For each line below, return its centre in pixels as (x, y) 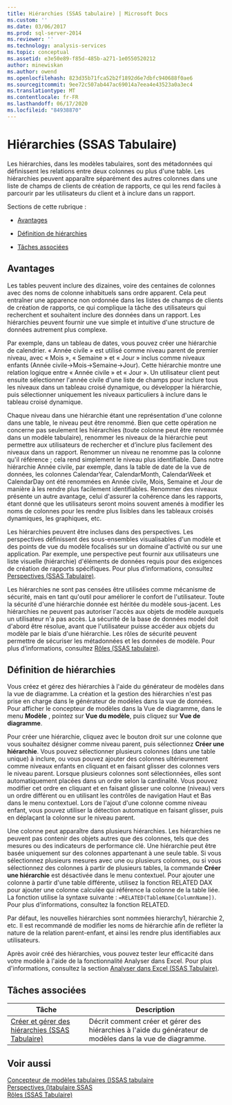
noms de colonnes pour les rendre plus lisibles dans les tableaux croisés (110, 511)
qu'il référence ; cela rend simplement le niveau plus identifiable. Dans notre (115, 459)
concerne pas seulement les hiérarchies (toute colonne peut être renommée (115, 430)
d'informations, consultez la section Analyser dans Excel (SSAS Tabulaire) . (113, 969)
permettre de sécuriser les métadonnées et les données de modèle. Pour (111, 641)
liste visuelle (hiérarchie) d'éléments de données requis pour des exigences (115, 561)
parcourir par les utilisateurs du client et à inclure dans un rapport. (101, 193)
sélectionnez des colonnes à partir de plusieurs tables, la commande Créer (114, 868)
